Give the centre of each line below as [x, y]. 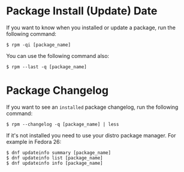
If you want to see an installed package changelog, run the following [92, 107]
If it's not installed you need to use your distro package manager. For [91, 135]
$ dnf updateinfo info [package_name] [55, 163]
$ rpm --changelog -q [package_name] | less [63, 124]
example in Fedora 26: [34, 142]
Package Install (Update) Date [82, 11]
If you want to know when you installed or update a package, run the [91, 27]
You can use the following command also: [58, 56]
